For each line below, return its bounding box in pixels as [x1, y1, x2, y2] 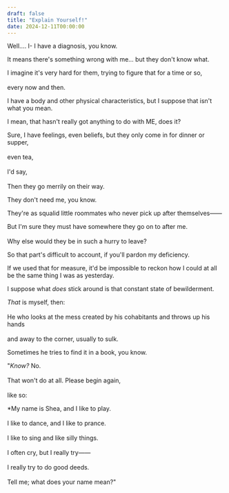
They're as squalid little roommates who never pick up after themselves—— [7, 209, 222, 218]
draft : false [7, 10, 45, 17]
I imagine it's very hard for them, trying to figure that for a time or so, [7, 68, 203, 77]
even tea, [7, 153, 34, 161]
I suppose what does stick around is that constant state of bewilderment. [7, 285, 215, 293]
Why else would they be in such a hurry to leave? [7, 237, 147, 245]
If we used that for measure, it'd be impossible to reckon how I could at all [7, 264, 217, 272]
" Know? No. [7, 362, 41, 370]
